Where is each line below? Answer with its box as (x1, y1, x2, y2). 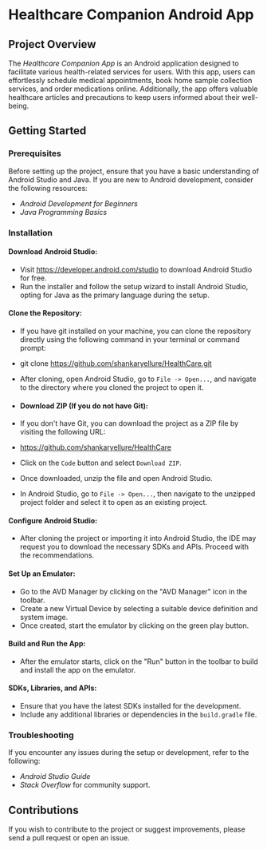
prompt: (19, 344, 46, 353)
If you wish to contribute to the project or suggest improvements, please (8, 824, 245, 834)
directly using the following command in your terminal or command (19, 335, 241, 344)
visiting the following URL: (19, 427, 106, 437)
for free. (19, 273, 47, 283)
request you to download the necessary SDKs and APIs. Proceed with (19, 542, 249, 552)
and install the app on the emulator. (19, 665, 136, 674)
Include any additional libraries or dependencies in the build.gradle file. (19, 709, 257, 720)
